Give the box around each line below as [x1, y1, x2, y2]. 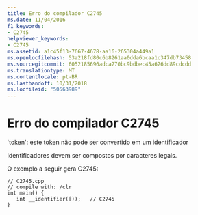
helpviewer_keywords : [7, 35, 69, 42]
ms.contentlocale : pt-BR [7, 73, 78, 81]
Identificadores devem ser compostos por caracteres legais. [7, 152, 177, 160]
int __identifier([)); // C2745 [16, 196, 115, 203]
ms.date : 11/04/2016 [7, 16, 66, 23]
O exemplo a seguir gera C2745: [7, 164, 99, 173]
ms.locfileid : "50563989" [7, 86, 81, 93]
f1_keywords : [7, 23, 45, 29]
